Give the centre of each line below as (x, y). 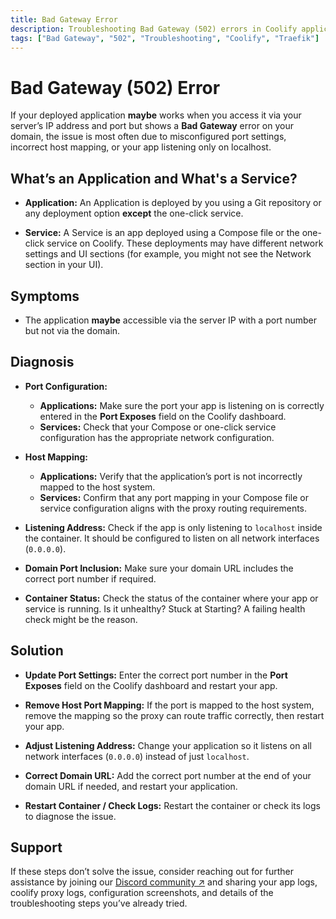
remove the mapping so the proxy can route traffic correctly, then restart (174, 715)
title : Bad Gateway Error (64, 19)
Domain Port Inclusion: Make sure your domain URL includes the (159, 568)
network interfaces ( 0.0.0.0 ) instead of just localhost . (137, 756)
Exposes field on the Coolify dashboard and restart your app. (151, 685)
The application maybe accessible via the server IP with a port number (170, 320)
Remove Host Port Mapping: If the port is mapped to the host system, (169, 705)
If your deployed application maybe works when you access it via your (156, 115)
